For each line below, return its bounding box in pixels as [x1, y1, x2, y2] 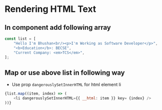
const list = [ [4, 36, 36, 41]
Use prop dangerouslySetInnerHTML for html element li [11, 82, 121, 88]
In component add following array [4, 23, 111, 32]
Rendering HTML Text [4, 3, 97, 15]
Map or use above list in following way [4, 68, 125, 77]
